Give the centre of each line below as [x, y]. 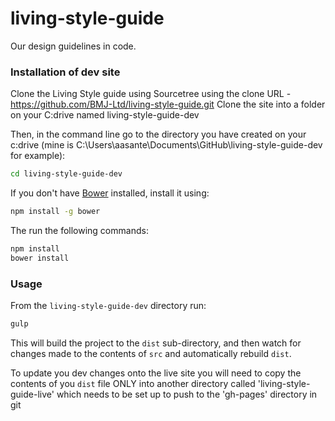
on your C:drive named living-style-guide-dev [105, 115]
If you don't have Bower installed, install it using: [110, 193]
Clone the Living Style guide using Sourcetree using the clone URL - [151, 94]
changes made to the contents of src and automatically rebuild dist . [151, 353]
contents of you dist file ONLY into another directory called [133, 383]
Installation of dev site [65, 72]
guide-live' [32, 394]
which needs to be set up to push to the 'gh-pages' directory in [187, 394]
